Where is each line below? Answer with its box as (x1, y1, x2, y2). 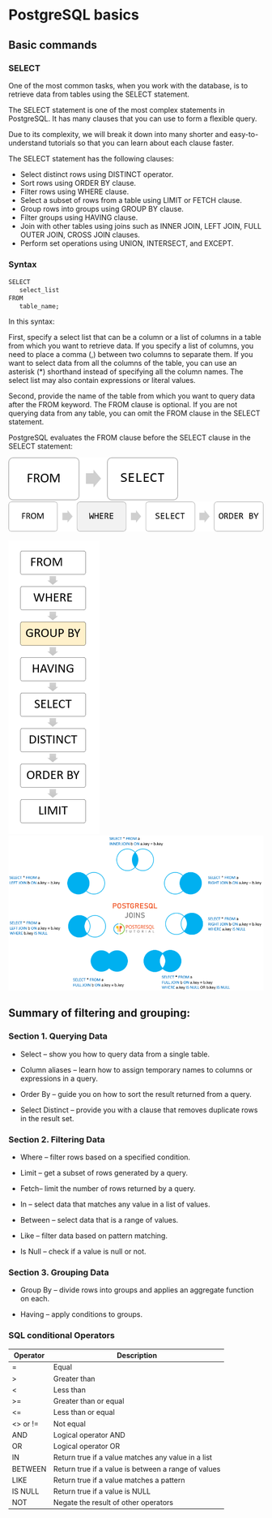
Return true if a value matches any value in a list (53, 1452, 213, 1462)
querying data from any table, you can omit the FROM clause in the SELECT (8, 408, 261, 419)
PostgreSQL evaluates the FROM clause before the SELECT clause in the (8, 432, 251, 443)
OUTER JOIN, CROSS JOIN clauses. (19, 230, 140, 239)
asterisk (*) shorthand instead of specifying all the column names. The (8, 367, 244, 376)
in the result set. (19, 1113, 74, 1123)
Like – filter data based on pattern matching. (19, 1231, 168, 1241)
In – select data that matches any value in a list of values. (19, 1199, 210, 1209)
